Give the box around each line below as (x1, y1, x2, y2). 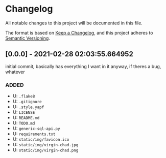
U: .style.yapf (12, 104, 44, 110)
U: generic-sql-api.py (12, 125, 60, 132)
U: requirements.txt (12, 131, 56, 137)
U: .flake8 (12, 93, 35, 99)
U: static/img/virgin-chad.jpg (12, 142, 79, 148)
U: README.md (12, 115, 40, 121)
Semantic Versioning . (5, 35, 50, 41)
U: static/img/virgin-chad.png (12, 147, 79, 153)
